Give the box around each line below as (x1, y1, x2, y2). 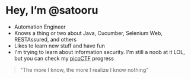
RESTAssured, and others (14, 36, 77, 43)
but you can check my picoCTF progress (14, 55, 114, 62)
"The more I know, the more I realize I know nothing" (20, 66, 149, 73)
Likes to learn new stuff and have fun (14, 42, 105, 49)
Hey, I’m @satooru (5, 4, 98, 17)
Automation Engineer (14, 23, 66, 30)
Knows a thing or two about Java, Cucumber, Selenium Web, (14, 29, 163, 36)
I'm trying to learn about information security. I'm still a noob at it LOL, (14, 48, 185, 55)
